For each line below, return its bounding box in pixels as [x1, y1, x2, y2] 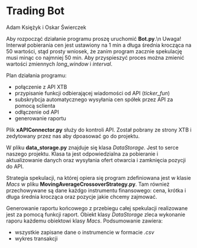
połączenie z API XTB [14, 83, 67, 90]
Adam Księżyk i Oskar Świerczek [6, 24, 87, 31]
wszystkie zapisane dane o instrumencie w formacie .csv [14, 228, 155, 236]
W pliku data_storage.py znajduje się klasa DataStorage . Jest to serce [6, 144, 179, 151]
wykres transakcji [14, 235, 58, 242]
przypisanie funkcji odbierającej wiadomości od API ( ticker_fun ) [14, 89, 170, 96]
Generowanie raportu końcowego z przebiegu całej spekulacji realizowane [6, 204, 188, 211]
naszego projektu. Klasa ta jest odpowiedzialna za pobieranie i [6, 150, 159, 157]
